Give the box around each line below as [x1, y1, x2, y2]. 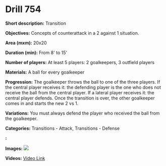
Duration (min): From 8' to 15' [5, 49, 67, 56]
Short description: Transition [5, 20, 67, 26]
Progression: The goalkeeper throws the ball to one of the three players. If [5, 79, 160, 85]
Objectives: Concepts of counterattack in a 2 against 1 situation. [5, 30, 139, 36]
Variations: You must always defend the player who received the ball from [5, 110, 160, 116]
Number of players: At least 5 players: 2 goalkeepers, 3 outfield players [5, 59, 155, 65]
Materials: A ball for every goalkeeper [5, 69, 85, 75]
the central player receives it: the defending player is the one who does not [5, 84, 161, 90]
